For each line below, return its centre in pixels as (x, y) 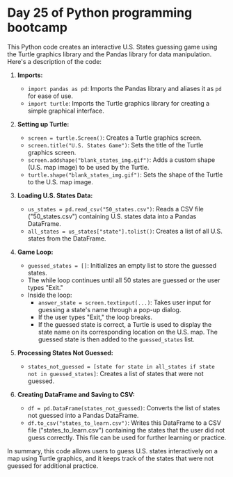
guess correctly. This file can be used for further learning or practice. (127, 437)
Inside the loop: (50, 295)
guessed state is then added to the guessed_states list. (116, 339)
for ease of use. (50, 96)
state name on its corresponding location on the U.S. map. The (128, 332)
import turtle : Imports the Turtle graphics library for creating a (119, 103)
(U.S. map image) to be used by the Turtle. (88, 167)
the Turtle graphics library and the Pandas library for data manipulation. (110, 54)
